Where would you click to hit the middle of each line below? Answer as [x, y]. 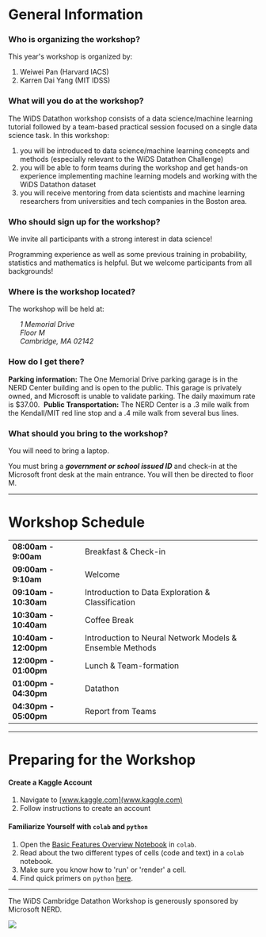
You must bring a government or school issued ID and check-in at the [123, 466]
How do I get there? [46, 362]
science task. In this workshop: [59, 135]
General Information [76, 15]
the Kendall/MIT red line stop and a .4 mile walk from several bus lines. [123, 413]
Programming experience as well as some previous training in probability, [128, 255]
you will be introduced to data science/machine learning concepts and [135, 150]
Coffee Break [109, 620]
